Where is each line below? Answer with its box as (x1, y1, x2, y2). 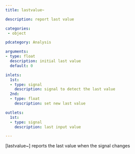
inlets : (5, 72, 22, 78)
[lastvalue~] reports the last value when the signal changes (5, 143, 130, 149)
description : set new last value (14, 101, 86, 106)
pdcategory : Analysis (5, 40, 52, 45)
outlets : (5, 110, 24, 115)
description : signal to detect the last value (14, 87, 116, 92)
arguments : (5, 49, 29, 54)
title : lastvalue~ (5, 7, 44, 13)
